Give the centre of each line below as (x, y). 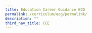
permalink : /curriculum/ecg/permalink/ (46, 14)
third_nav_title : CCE (27, 23)
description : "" (22, 18)
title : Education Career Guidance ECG (45, 9)
